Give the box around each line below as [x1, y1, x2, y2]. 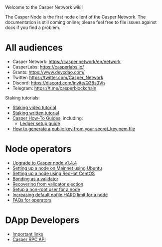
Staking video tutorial [12, 104, 56, 110]
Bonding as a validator [12, 175, 59, 181]
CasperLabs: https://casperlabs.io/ [12, 63, 84, 69]
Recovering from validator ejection [12, 181, 84, 187]
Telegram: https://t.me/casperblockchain [12, 85, 97, 91]
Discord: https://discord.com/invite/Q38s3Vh [12, 79, 105, 85]
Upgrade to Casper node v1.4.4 [12, 159, 77, 165]
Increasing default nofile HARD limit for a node [12, 191, 108, 197]
